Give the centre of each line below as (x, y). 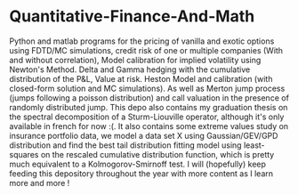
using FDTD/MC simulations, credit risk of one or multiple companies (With (146, 50)
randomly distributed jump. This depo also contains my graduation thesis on (149, 107)
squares (24, 154)
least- (254, 145)
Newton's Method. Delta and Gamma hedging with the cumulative (130, 69)
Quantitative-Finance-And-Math (132, 16)
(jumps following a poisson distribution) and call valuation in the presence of (149, 97)
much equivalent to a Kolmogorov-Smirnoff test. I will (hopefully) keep (138, 164)
